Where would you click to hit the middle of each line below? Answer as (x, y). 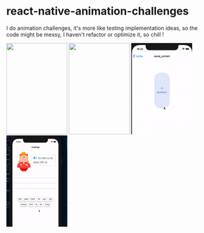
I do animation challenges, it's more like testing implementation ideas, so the (102, 28)
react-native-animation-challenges (98, 11)
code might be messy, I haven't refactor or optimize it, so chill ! (85, 34)
